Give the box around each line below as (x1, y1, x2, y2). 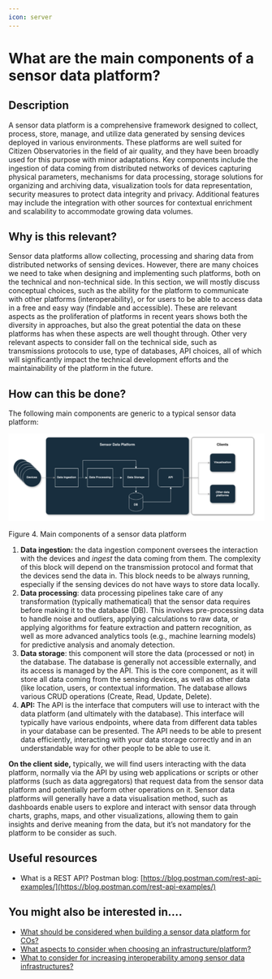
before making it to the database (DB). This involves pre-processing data (19, 606, 265, 615)
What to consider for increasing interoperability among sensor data (19, 952, 245, 962)
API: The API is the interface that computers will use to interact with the (19, 701, 260, 709)
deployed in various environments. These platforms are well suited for (8, 137, 242, 147)
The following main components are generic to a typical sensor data (8, 408, 237, 418)
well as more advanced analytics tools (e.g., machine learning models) (19, 632, 257, 640)
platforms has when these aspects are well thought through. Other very (8, 329, 248, 339)
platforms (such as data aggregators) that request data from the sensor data (8, 776, 264, 786)
